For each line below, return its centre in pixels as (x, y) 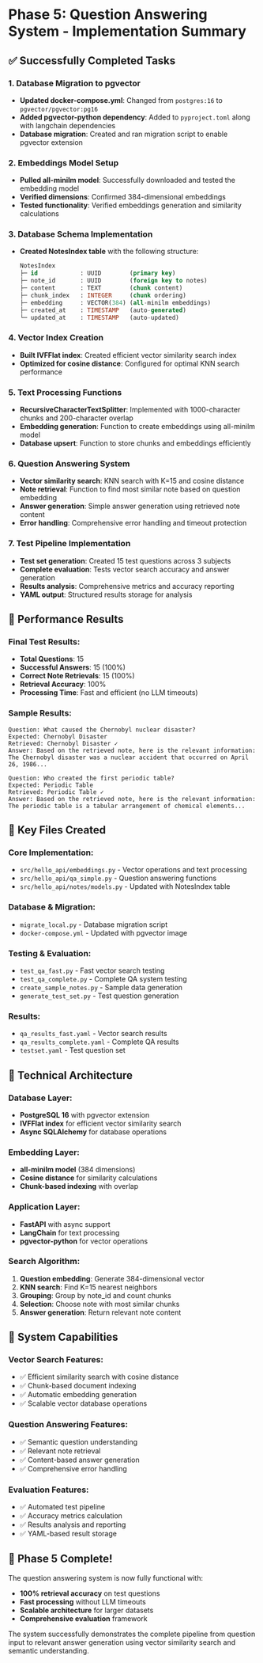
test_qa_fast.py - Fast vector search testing (92, 970)
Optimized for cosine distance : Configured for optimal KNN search (129, 363)
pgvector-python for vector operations (84, 1241)
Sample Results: (40, 713)
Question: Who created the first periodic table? (92, 778)
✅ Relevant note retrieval (60, 1451)
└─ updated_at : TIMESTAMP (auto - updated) (99, 317)
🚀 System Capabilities (63, 1337)
